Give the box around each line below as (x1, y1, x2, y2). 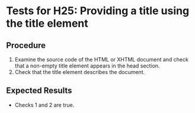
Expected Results (6, 86, 72, 96)
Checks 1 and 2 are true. (14, 101, 75, 108)
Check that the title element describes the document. (14, 69, 145, 75)
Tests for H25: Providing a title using (6, 4, 190, 18)
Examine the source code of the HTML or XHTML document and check (14, 56, 188, 63)
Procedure (6, 40, 46, 50)
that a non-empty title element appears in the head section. (14, 62, 160, 69)
